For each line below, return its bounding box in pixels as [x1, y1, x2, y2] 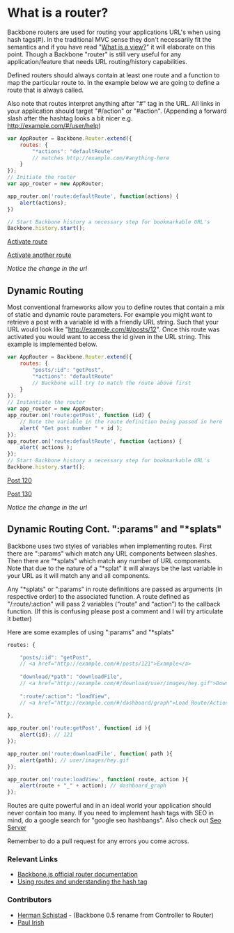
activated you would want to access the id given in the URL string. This [7, 333, 211, 341]
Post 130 [7, 489, 33, 498]
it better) [7, 614, 33, 622]
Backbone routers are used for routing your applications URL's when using [7, 28, 221, 36]
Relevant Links [7, 854, 58, 864]
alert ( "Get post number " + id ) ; [19, 425, 123, 432]
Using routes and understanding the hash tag [17, 877, 148, 886]
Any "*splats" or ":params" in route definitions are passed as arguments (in [7, 585, 223, 593]
